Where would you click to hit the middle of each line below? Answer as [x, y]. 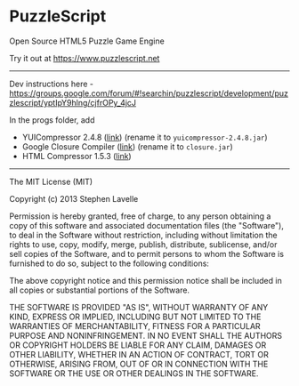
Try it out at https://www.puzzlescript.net [85, 58]
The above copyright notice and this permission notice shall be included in [145, 280]
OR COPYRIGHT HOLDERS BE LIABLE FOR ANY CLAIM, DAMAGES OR [138, 345]
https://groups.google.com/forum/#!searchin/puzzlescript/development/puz [149, 93]
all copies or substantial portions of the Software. [99, 290]
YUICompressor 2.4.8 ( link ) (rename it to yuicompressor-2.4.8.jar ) [145, 137]
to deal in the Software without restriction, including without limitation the [143, 235]
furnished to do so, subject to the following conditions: [109, 263]
